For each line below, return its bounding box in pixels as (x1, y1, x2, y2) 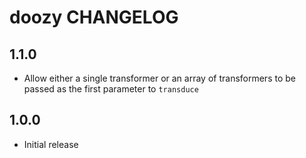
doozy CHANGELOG (9, 6, 179, 29)
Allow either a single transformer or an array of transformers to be (23, 72, 296, 84)
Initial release (23, 138, 79, 150)
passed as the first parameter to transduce (23, 83, 199, 95)
